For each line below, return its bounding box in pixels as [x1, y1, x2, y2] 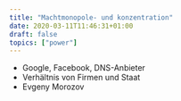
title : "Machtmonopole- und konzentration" [9, 13, 174, 22]
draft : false [9, 29, 58, 38]
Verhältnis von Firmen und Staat [21, 72, 141, 83]
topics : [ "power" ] [9, 38, 78, 47]
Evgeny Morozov [21, 81, 85, 92]
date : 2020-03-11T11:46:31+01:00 [9, 21, 134, 30]
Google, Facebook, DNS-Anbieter [21, 63, 145, 73]
